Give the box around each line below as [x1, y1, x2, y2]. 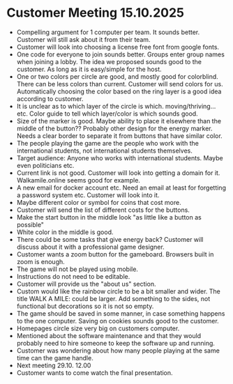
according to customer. [16, 94, 84, 102]
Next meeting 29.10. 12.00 [16, 361, 91, 369]
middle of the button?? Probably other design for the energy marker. [16, 124, 213, 132]
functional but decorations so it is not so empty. [16, 302, 154, 310]
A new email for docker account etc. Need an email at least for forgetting [16, 183, 226, 192]
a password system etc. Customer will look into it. [16, 190, 160, 199]
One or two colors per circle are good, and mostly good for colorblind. [16, 72, 219, 81]
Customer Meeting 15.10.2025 [6, 5, 185, 21]
